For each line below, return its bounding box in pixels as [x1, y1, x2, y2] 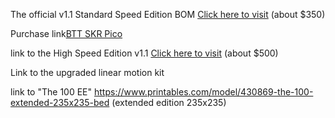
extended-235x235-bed [10, 97, 110, 108]
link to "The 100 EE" [10, 86, 93, 98]
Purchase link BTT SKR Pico [10, 28, 123, 39]
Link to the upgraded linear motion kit [10, 67, 165, 78]
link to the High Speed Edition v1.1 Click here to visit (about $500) [10, 47, 279, 59]
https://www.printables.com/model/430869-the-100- [93, 86, 314, 98]
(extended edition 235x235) [111, 97, 227, 108]
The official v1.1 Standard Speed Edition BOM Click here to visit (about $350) [10, 9, 326, 20]
